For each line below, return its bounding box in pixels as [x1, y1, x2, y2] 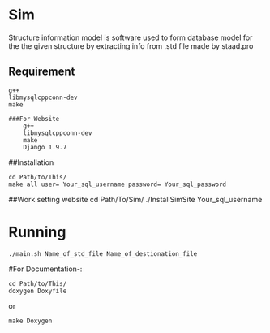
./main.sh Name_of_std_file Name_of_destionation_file [8, 249, 198, 257]
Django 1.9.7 [23, 143, 67, 151]
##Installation [8, 157, 54, 167]
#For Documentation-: [8, 264, 83, 274]
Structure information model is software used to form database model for [8, 32, 253, 42]
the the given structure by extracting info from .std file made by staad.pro [8, 41, 254, 50]
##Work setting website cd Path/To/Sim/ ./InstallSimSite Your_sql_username [8, 194, 263, 204]
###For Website [8, 115, 60, 123]
